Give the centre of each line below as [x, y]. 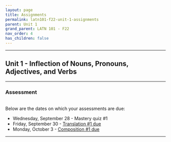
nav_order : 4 [19, 34]
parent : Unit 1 [21, 24]
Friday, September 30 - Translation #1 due [57, 124]
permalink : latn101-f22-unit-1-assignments [52, 19]
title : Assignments [26, 15]
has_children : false [27, 39]
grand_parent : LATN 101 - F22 [37, 29]
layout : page [19, 10]
